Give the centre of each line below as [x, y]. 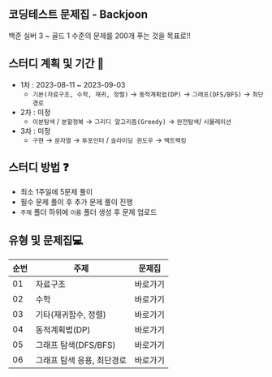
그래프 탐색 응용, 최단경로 [81, 361]
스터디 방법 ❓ [39, 167]
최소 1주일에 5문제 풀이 [56, 192]
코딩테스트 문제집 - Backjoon [78, 15]
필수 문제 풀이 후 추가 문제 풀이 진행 [76, 202]
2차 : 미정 [35, 112]
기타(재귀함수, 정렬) [71, 315]
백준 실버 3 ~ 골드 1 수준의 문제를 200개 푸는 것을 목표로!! [99, 36]
